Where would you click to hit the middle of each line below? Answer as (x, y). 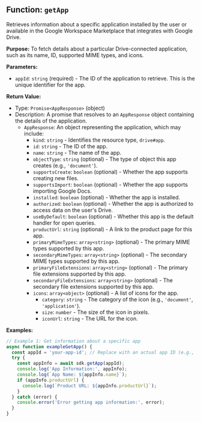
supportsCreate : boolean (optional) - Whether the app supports (110, 172)
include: (34, 133)
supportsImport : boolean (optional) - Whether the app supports (110, 184)
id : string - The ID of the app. (70, 146)
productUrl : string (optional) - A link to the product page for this (112, 229)
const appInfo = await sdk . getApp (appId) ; (71, 363)
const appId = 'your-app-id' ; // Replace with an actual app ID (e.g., (103, 352)
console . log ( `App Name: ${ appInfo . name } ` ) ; (72, 375)
